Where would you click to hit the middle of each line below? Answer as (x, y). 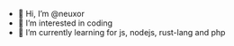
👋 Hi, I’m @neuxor (51, 14)
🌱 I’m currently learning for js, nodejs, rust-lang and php (121, 32)
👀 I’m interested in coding (65, 23)
